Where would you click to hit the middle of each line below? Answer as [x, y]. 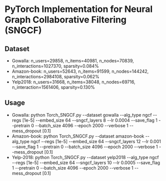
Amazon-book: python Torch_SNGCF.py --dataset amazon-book [78, 136]
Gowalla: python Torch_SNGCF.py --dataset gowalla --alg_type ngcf [82, 115]
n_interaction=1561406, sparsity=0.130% [53, 87]
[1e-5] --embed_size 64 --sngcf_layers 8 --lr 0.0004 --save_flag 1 [90, 120]
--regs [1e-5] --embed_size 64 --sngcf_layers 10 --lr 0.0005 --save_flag [86, 163]
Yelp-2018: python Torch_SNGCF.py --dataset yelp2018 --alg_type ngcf [85, 157]
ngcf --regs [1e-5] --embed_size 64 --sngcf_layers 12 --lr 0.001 [96, 141]
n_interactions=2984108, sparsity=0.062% [56, 77]
